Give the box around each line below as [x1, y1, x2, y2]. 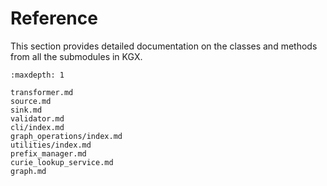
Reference [10, 7, 98, 30]
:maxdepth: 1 [10, 70, 65, 80]
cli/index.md [10, 122, 65, 132]
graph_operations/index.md [10, 131, 123, 141]
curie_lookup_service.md [10, 157, 114, 167]
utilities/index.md [10, 140, 92, 150]
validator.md [10, 113, 65, 124]
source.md [10, 96, 52, 106]
